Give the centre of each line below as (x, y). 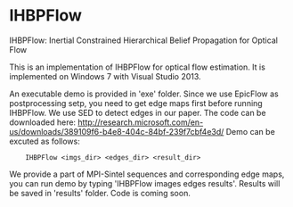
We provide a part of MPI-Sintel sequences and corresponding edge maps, (147, 174)
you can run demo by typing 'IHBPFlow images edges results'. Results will (145, 183)
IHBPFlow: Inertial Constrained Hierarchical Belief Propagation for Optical (144, 40)
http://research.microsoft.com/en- (141, 122)
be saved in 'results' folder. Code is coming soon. (100, 193)
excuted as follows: (45, 141)
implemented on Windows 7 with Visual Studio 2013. (106, 76)
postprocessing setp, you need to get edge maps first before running (136, 103)
